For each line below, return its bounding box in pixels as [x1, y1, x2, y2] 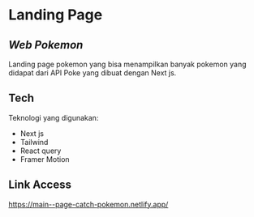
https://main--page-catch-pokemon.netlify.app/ [8, 199, 169, 209]
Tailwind [19, 137, 49, 147]
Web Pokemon [8, 38, 84, 52]
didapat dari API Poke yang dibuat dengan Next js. [8, 68, 177, 78]
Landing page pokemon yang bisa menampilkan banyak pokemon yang [8, 59, 247, 69]
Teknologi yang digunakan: [8, 113, 99, 122]
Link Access [8, 178, 71, 192]
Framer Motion [19, 154, 71, 164]
